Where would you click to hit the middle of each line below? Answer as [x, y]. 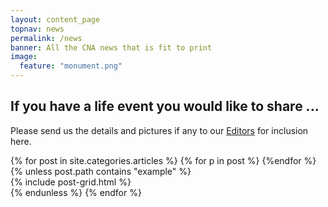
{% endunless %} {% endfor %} [76, 192]
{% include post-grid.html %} [71, 182]
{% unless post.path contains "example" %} [101, 171]
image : [24, 57]
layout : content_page [55, 19]
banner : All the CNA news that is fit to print [111, 47]
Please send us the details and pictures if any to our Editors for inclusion [159, 130]
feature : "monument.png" [71, 66]
